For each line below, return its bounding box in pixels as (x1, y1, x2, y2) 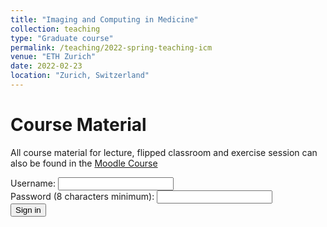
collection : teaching (10, 24, 101, 34)
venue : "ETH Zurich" (10, 52, 97, 62)
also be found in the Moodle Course (10, 157, 158, 169)
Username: (10, 177, 57, 189)
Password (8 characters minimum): (10, 190, 155, 202)
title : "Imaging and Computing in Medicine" (10, 14, 199, 25)
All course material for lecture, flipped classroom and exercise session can (10, 146, 318, 158)
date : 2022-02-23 (10, 61, 83, 71)
